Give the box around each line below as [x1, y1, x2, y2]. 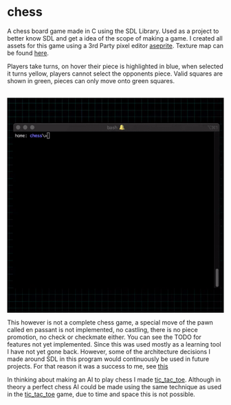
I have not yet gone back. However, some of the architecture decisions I [7, 347, 211, 355]
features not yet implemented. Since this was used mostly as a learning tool [7, 340, 221, 348]
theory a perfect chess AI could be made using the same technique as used [7, 382, 222, 391]
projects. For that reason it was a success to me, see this [7, 362, 168, 370]
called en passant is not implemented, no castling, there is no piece [7, 325, 198, 333]
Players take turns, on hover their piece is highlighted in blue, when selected [7, 62, 223, 70]
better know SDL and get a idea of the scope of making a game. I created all [7, 34, 223, 42]
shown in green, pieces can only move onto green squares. [7, 76, 175, 85]
